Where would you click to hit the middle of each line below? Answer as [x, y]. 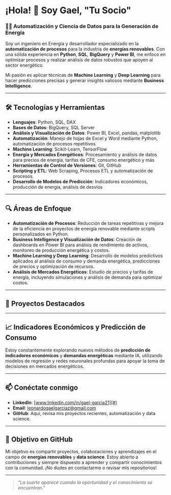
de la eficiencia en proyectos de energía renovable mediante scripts [84, 229]
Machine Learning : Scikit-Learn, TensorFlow [60, 149]
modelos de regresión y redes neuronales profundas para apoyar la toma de [85, 361]
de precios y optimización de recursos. [53, 267]
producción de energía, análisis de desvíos [58, 187]
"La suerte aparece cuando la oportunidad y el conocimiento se [85, 482]
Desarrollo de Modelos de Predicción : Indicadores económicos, [80, 182]
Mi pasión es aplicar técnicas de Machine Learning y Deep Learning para [83, 75]
